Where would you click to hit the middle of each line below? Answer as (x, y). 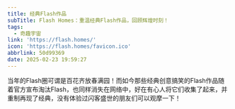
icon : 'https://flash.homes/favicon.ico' (69, 46)
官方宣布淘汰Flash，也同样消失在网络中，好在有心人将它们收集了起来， (117, 89)
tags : (15, 27)
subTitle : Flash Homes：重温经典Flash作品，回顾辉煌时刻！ (88, 20)
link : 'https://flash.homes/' (52, 40)
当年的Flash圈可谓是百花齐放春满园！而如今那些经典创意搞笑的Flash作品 (113, 80)
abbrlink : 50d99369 (36, 53)
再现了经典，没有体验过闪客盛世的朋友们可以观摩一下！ (100, 98)
